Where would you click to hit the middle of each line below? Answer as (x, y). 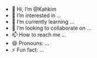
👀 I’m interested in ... (36, 15)
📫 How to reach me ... (39, 35)
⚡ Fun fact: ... (28, 50)
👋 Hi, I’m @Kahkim (34, 9)
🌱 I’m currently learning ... (43, 22)
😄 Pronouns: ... (31, 43)
